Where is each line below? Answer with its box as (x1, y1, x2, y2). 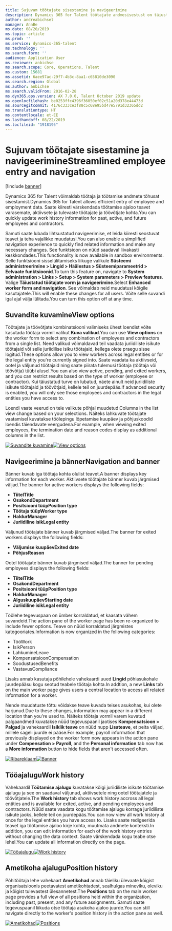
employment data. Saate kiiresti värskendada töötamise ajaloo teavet (5, 204, 150, 210)
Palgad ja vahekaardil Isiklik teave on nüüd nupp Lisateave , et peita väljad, (5, 724, 164, 730)
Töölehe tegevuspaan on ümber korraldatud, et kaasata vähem (5, 612, 138, 619)
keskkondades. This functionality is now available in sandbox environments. (5, 252, 164, 258)
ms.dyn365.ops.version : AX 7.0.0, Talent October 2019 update (5, 93, 141, 99)
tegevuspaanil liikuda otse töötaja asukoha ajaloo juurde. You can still (5, 904, 150, 910)
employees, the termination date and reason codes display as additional (5, 427, 157, 433)
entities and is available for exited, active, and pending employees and (5, 801, 154, 807)
